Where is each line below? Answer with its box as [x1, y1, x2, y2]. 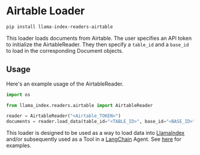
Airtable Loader [6, 4, 85, 18]
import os [6, 91, 31, 97]
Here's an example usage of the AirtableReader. [6, 80, 124, 87]
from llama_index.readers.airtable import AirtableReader [6, 102, 153, 108]
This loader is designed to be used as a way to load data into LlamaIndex [6, 129, 185, 137]
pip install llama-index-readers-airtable [6, 24, 113, 30]
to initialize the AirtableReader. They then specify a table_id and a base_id [6, 40, 189, 48]
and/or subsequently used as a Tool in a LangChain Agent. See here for [6, 135, 182, 143]
